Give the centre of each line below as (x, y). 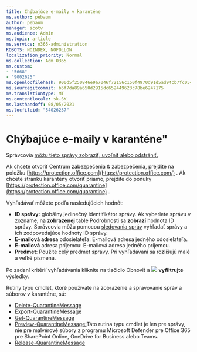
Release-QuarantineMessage (50, 343)
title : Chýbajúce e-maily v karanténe (53, 11)
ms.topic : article (28, 39)
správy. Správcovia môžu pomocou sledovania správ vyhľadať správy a (101, 227)
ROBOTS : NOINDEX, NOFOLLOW (39, 50)
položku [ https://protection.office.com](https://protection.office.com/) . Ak (96, 173)
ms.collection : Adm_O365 (36, 61)
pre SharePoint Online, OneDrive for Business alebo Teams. (86, 337)
